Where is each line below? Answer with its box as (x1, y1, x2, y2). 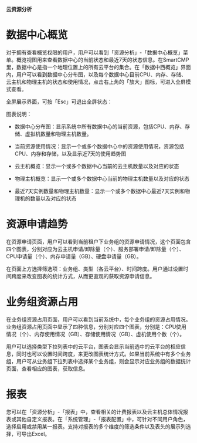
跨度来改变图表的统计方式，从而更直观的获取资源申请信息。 (11, 272, 155, 279)
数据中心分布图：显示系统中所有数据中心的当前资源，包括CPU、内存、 (14, 123, 185, 130)
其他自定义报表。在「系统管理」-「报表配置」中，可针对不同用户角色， (16, 415, 189, 422)
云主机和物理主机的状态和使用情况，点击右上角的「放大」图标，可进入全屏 (6, 78, 186, 85)
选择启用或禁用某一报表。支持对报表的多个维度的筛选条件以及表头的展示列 (6, 422, 186, 430)
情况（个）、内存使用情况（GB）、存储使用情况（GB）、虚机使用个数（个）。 (6, 330, 185, 337)
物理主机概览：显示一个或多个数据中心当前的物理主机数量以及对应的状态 (14, 175, 189, 182)
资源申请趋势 (6, 218, 69, 231)
